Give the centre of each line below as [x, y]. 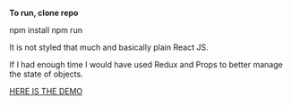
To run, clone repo [44, 13]
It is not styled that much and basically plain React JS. [109, 47]
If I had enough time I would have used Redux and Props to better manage [146, 65]
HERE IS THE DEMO [46, 91]
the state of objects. [46, 74]
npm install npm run [46, 30]
